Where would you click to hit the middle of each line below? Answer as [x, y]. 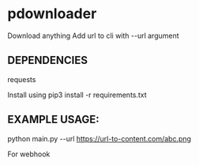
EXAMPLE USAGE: [53, 120]
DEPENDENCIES [48, 60]
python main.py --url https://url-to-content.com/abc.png [99, 138]
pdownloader [52, 14]
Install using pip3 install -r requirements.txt [77, 95]
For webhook [29, 154]
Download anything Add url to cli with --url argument [93, 36]
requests [22, 79]
